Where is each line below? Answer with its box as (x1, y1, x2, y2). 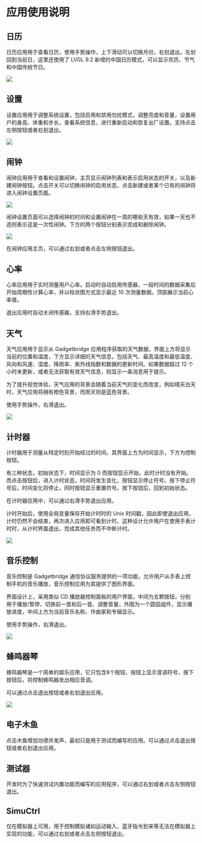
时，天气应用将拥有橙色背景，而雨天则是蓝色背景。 (6, 388, 133, 396)
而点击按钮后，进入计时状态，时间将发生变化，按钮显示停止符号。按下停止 (6, 477, 191, 484)
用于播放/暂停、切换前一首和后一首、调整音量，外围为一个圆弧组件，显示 (6, 600, 188, 608)
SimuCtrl (6, 806, 40, 816)
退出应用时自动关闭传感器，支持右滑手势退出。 (6, 309, 122, 316)
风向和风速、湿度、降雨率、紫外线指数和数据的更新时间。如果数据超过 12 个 (6, 361, 194, 368)
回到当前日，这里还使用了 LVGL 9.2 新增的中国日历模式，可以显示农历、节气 (6, 56, 195, 63)
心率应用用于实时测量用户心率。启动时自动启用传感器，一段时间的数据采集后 (6, 281, 196, 288)
